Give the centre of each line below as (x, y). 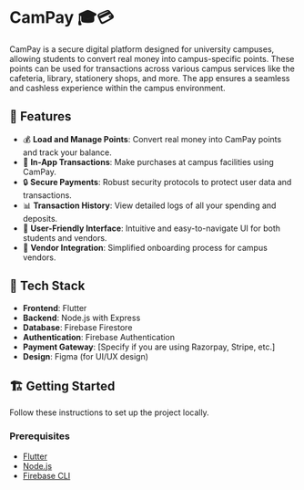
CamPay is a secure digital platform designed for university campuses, (142, 49)
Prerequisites (40, 436)
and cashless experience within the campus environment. (117, 88)
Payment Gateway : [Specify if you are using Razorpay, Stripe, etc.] (149, 347)
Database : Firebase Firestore (77, 327)
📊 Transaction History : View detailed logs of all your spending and (149, 205)
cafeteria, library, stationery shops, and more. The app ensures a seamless (150, 78)
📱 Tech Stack (47, 286)
